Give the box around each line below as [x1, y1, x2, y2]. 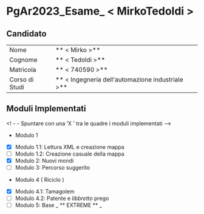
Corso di [9, 75, 34, 83]
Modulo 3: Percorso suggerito [15, 164, 90, 171]
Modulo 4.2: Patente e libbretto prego [15, 195, 109, 202]
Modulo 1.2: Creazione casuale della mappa [15, 150, 124, 157]
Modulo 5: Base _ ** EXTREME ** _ [15, 202, 102, 209]
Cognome [9, 56, 38, 64]
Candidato [6, 29, 47, 39]
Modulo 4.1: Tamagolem [15, 188, 75, 195]
